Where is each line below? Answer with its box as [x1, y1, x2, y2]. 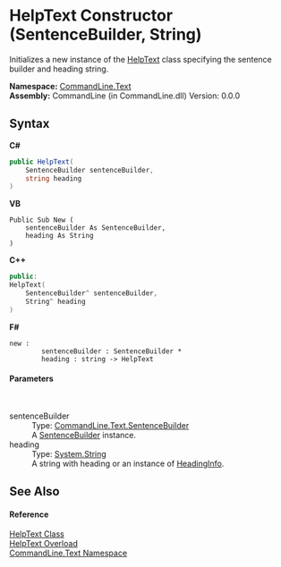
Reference [9, 509, 49, 520]
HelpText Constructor [9, 5, 173, 26]
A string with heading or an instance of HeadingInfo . [31, 458, 225, 469]
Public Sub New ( [9, 216, 74, 224]
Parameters [9, 373, 54, 385]
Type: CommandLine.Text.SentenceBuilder [31, 419, 190, 430]
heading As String [25, 232, 94, 241]
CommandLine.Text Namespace [9, 547, 128, 559]
